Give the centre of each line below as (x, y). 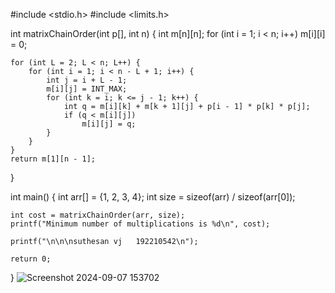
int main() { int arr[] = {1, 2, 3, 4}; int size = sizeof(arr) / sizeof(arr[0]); (153, 197)
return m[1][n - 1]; (53, 159)
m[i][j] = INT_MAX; (87, 89)
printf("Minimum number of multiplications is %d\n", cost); (140, 224)
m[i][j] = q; (109, 124)
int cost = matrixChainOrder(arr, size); (98, 215)
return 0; (31, 259)
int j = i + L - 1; (87, 80)
